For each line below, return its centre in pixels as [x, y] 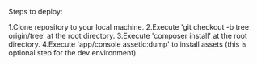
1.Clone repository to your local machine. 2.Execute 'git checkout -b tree [128, 27]
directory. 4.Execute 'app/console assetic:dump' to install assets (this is [128, 44]
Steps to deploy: [36, 12]
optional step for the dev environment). [74, 53]
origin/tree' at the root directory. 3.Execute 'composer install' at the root [128, 36]
